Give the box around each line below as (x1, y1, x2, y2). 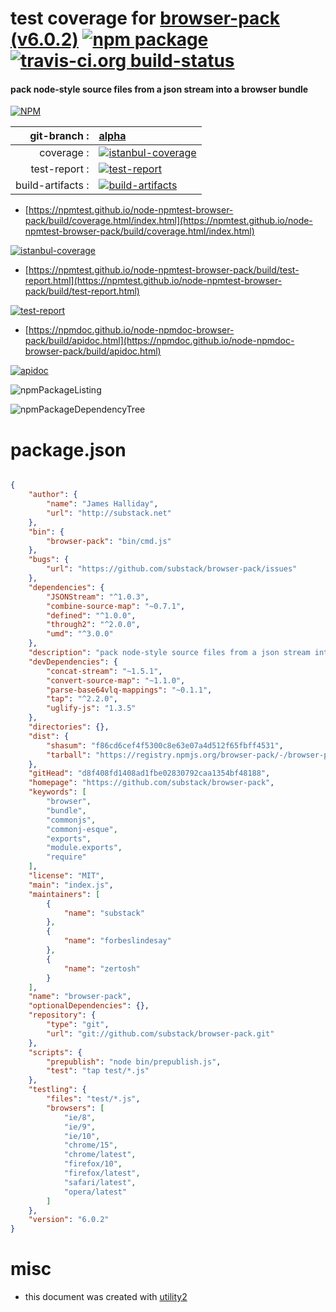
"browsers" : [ (46, 1103, 105, 1113)
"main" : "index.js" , (28, 880, 114, 890)
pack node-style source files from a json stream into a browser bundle (10, 83, 309, 95)
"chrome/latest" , (63, 1150, 137, 1160)
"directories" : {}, (28, 722, 110, 732)
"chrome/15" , (63, 1140, 118, 1151)
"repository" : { (28, 1010, 97, 1021)
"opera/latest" (63, 1187, 128, 1197)
